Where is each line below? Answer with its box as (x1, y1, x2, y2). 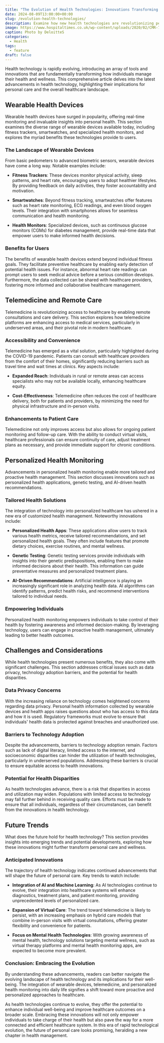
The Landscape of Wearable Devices (5, 147, 94, 154)
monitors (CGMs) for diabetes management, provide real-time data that (12, 227, 156, 233)
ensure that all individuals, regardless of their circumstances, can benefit (5, 801, 152, 808)
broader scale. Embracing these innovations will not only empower (5, 1011, 139, 1018)
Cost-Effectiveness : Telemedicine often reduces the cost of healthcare (12, 392, 157, 398)
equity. (12, 383, 26, 389)
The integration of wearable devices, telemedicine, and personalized (19, 982, 157, 987)
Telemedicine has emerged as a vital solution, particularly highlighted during (5, 348, 159, 354)
